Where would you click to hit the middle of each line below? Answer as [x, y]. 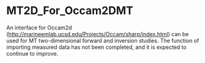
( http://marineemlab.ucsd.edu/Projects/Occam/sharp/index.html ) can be [98, 34]
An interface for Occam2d [39, 28]
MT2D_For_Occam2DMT [70, 11]
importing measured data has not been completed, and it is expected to [96, 47]
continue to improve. [32, 53]
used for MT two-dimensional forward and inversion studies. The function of [103, 40]
